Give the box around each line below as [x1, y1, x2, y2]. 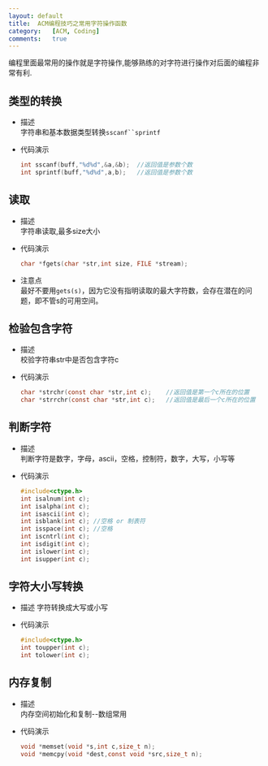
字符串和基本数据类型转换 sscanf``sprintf [19, 128, 161, 137]
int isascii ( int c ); [19, 509, 90, 518]
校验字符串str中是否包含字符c [19, 355, 119, 365]
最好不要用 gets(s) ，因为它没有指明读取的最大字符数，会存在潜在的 [19, 285, 245, 295]
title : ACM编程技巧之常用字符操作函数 [8, 19, 128, 28]
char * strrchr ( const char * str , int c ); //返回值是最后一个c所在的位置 [19, 396, 256, 405]
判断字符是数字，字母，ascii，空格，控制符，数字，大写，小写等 [19, 453, 236, 463]
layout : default [8, 11, 63, 20]
